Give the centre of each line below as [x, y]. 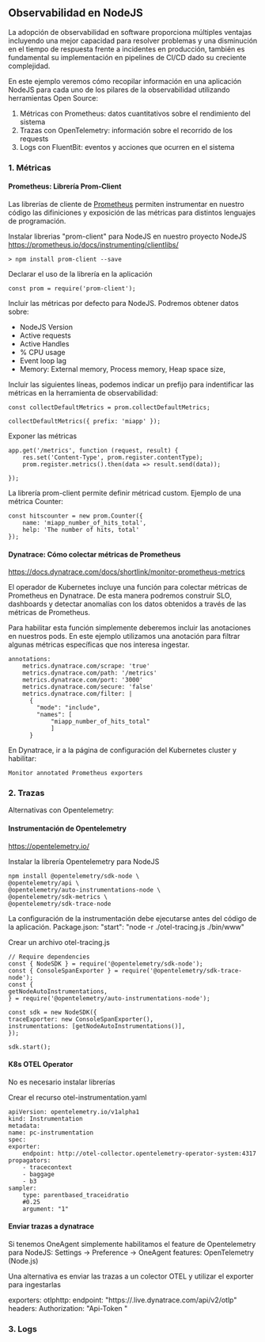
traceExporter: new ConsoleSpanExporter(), [81, 1019]
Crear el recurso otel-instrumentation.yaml [78, 1097]
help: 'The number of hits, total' [81, 530]
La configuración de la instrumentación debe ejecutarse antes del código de [132, 918]
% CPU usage [42, 352]
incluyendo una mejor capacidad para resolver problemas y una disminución [133, 40]
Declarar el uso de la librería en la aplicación [80, 273]
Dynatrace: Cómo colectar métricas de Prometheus [95, 554]
